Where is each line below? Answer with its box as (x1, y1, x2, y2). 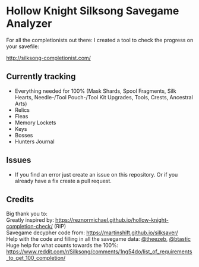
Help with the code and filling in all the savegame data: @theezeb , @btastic (6, 235, 191, 243)
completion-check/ (6, 223, 53, 230)
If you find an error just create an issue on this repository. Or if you (14, 171, 178, 178)
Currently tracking (6, 71, 76, 81)
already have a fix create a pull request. (14, 177, 112, 184)
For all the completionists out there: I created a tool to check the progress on (6, 36, 194, 43)
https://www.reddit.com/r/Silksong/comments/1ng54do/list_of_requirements (6, 248, 192, 255)
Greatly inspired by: (6, 216, 55, 224)
